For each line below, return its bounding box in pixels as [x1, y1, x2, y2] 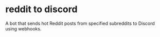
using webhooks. [5, 25, 42, 31]
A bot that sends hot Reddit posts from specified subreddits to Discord [5, 20, 155, 26]
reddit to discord [5, 4, 78, 15]
